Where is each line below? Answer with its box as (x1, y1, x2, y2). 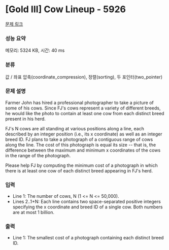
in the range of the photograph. (5, 152, 71, 158)
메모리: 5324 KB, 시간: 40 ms (5, 47, 65, 54)
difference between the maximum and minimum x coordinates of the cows (5, 147, 161, 153)
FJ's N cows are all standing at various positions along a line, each (5, 125, 145, 131)
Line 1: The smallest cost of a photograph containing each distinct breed (12, 235, 164, 241)
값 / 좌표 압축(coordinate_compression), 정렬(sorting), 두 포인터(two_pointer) (5, 74, 163, 80)
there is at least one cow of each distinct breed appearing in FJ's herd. (5, 167, 153, 173)
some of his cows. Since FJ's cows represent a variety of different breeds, (5, 105, 161, 111)
